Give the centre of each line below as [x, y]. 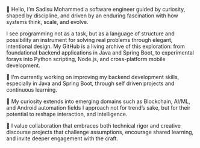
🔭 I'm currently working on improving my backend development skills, [93, 77]
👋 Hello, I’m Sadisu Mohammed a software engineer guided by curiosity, [96, 9]
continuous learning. [32, 90]
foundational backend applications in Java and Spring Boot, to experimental [100, 53]
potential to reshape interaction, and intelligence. [67, 114]
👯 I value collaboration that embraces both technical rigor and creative [93, 126]
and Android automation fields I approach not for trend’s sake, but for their [98, 108]
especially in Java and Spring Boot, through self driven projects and [90, 83]
